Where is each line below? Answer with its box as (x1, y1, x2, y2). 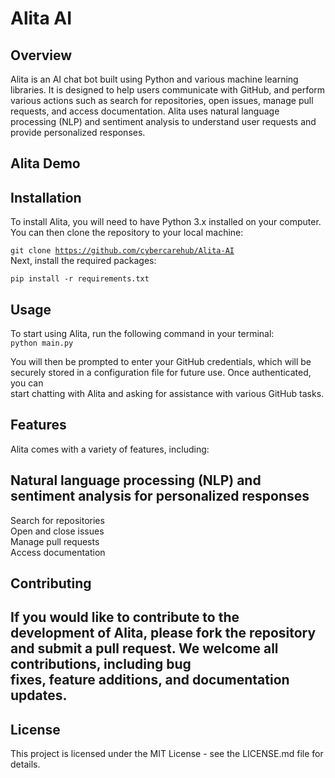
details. (10, 758, 41, 771)
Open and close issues (10, 525, 105, 537)
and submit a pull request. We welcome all (10, 640, 279, 657)
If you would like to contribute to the (10, 609, 240, 626)
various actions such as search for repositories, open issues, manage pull (10, 95, 314, 106)
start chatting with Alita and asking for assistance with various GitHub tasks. (10, 388, 325, 400)
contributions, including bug (10, 656, 192, 673)
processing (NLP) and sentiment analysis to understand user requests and (10, 116, 317, 127)
